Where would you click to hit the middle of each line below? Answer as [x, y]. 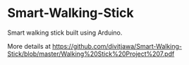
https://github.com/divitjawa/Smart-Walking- [117, 46]
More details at [29, 46]
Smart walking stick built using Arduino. [65, 32]
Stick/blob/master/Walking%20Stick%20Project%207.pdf [91, 54]
